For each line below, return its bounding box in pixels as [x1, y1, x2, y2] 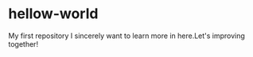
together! [8, 39, 38, 48]
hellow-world [8, 5, 99, 23]
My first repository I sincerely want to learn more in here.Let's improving [8, 31, 245, 40]
